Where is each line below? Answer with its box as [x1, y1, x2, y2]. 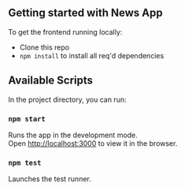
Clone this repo [19, 43, 69, 52]
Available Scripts [8, 74, 93, 88]
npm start [8, 114, 46, 123]
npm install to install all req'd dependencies [19, 50, 165, 60]
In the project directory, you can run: [8, 95, 127, 104]
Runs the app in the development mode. [8, 130, 138, 140]
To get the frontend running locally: [8, 27, 123, 36]
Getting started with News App [8, 6, 163, 20]
